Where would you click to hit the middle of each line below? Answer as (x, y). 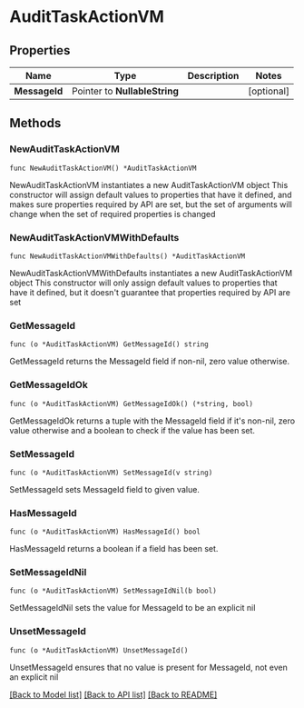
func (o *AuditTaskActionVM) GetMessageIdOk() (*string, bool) (132, 404)
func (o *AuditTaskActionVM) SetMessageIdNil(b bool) (113, 591)
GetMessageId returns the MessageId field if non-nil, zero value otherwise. (150, 362)
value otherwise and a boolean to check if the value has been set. (132, 430)
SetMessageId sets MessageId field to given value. (104, 489)
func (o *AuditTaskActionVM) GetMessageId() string (109, 344)
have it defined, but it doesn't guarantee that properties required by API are (150, 292)
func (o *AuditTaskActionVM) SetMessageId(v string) (111, 473)
